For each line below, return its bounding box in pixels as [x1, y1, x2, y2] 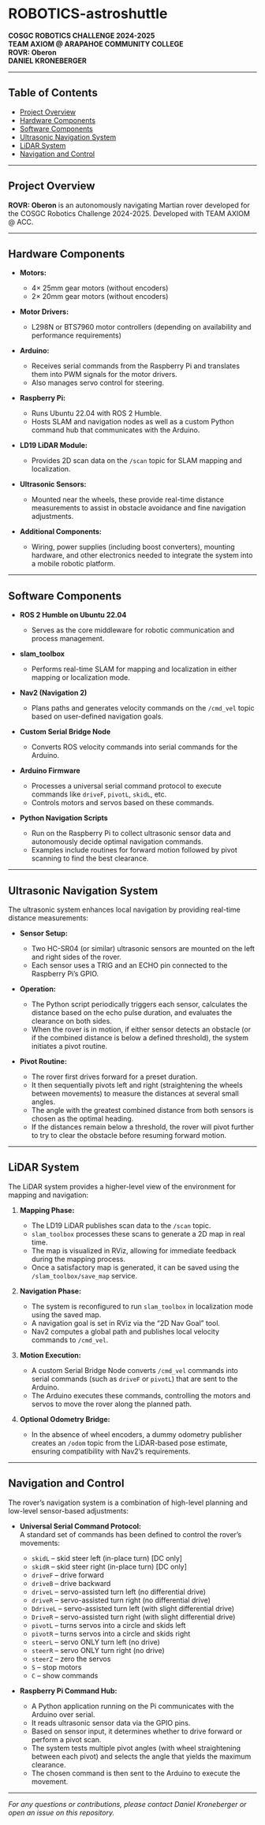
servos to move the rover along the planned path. [31, 1399, 192, 1409]
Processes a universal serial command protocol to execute [31, 782, 222, 791]
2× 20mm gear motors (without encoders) [31, 292, 169, 301]
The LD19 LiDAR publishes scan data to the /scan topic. [31, 1220, 211, 1230]
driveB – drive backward [31, 1578, 111, 1588]
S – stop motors [31, 1662, 82, 1672]
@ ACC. [8, 217, 34, 226]
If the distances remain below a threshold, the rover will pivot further [31, 1122, 254, 1132]
